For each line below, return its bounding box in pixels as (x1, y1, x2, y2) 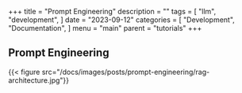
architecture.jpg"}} (8, 75, 70, 85)
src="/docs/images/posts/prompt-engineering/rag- (41, 67, 210, 76)
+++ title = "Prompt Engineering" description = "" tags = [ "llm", (8, 7, 217, 16)
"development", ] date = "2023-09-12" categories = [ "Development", (8, 15, 236, 24)
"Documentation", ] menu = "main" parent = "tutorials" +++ (8, 24, 202, 32)
